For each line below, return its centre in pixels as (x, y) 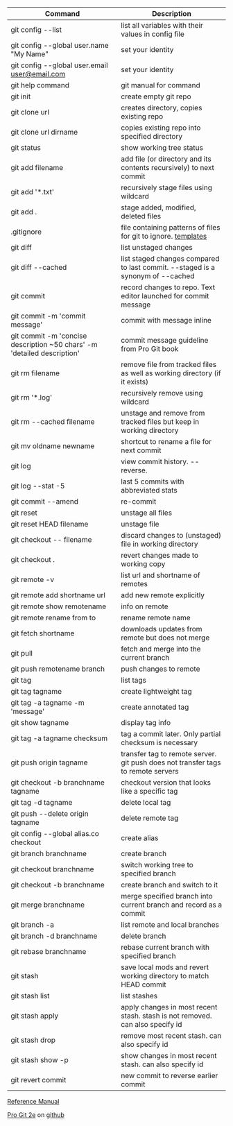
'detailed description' (45, 353)
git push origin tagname (49, 762)
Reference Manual (33, 1101)
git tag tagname (36, 691)
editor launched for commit (165, 296)
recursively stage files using (167, 188)
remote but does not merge (165, 638)
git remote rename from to (53, 618)
